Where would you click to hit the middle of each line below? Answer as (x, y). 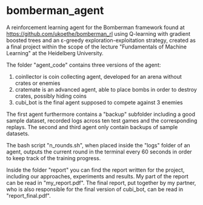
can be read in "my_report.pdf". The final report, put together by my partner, (101, 183)
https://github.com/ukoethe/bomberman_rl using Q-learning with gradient (98, 33)
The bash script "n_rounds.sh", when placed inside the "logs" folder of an (98, 145)
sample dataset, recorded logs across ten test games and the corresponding (102, 120)
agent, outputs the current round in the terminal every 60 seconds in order (99, 152)
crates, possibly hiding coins (51, 96)
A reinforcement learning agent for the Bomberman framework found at (95, 27)
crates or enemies (38, 83)
